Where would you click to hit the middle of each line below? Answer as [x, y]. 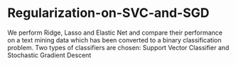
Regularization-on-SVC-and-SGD [108, 13]
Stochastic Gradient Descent [49, 55]
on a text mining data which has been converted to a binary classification [114, 40]
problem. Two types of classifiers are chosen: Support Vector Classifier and [118, 47]
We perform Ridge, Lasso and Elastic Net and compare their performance [115, 32]
